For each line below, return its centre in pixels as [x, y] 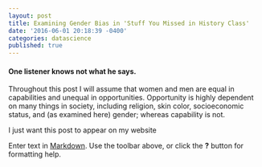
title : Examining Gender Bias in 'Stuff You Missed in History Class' [129, 23]
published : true [35, 46]
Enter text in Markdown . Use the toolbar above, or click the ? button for [126, 146]
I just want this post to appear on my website [82, 130]
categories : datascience [50, 38]
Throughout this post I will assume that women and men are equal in [121, 89]
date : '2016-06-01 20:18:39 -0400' [68, 31]
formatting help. [35, 154]
